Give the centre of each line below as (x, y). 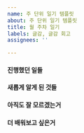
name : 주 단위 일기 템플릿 (41, 14)
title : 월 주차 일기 (34, 27)
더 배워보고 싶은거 (31, 122)
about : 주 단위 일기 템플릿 (42, 21)
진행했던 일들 (25, 70)
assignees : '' (28, 40)
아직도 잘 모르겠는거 (34, 105)
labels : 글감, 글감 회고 (39, 34)
